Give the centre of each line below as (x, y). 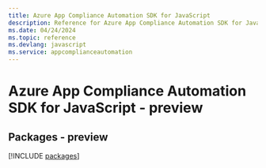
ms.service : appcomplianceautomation (70, 52)
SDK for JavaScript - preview (106, 108)
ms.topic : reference (42, 37)
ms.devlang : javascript (47, 45)
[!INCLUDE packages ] (44, 156)
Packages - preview (58, 137)
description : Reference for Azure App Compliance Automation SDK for (125, 23)
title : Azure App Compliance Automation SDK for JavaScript (110, 15)
